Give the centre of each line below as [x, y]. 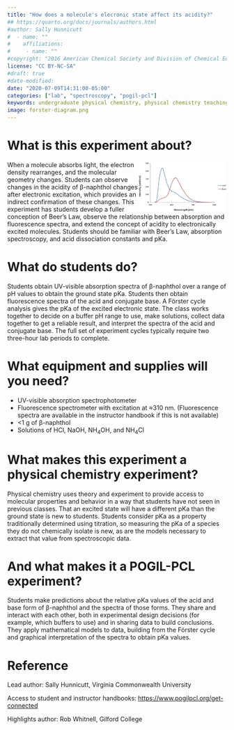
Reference [38, 666]
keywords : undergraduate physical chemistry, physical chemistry [104, 103]
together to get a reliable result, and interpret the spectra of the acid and [111, 323]
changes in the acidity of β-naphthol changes [72, 187]
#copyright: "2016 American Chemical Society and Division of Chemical [113, 59]
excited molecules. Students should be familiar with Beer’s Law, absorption [115, 231]
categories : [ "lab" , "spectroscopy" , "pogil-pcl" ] [82, 95]
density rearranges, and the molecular [62, 172]
